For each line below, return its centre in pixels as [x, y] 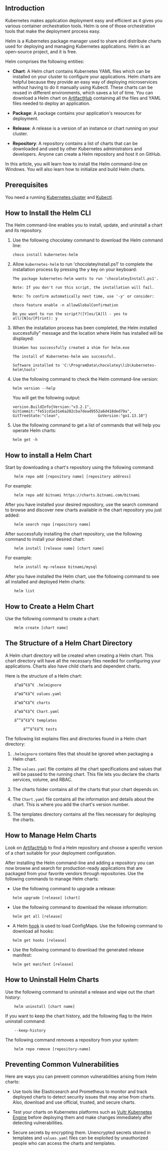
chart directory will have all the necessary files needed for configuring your [83, 660]
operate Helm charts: [34, 431]
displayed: [23, 339]
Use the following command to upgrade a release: [64, 888]
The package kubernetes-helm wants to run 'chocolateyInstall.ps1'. [86, 279]
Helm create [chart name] [41, 628]
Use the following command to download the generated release [78, 949]
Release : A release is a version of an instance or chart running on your [86, 128]
